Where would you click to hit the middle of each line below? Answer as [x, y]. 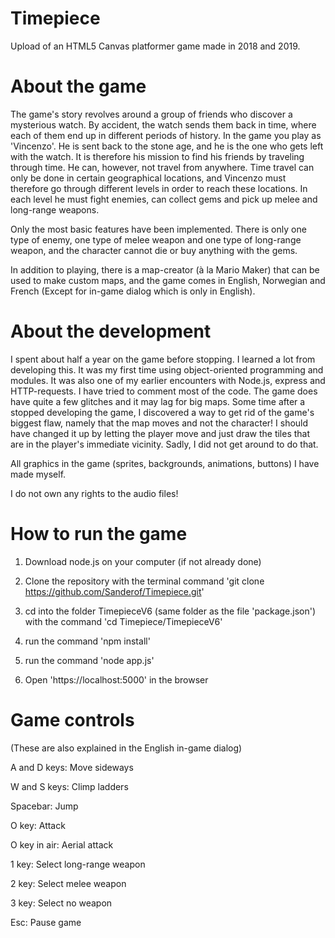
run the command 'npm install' [87, 641]
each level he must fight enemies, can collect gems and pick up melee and [164, 199]
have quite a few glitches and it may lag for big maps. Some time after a [158, 401]
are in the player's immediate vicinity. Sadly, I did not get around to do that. [164, 444]
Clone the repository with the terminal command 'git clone [144, 581]
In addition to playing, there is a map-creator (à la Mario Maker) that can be [165, 269]
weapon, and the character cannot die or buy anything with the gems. [154, 250]
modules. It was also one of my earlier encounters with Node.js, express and [168, 380]
